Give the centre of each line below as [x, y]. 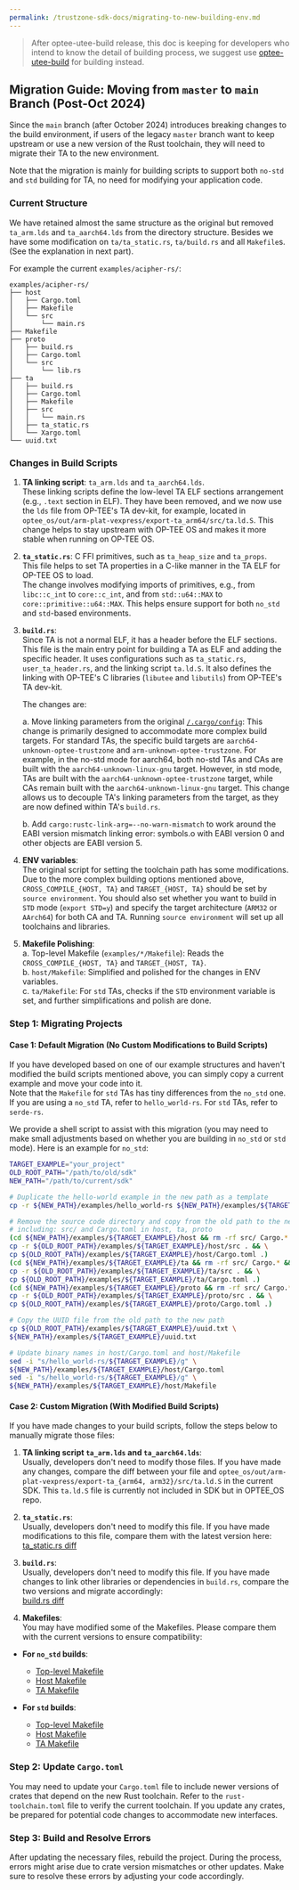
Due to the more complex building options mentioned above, [133, 879]
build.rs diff [43, 1601]
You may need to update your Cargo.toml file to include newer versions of [144, 1786]
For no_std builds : [55, 1654]
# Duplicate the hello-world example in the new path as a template [139, 1197]
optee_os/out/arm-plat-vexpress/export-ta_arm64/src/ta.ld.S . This [148, 520]
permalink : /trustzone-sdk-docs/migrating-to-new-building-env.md [135, 17]
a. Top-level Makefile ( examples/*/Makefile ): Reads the [123, 953]
